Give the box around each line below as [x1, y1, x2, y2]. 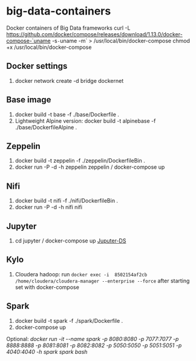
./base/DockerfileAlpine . [15, 123, 77, 131]
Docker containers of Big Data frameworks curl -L [6, 24, 131, 31]
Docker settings [6, 61, 68, 71]
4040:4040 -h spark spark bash [6, 348, 88, 355]
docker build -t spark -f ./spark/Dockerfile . [15, 317, 123, 324]
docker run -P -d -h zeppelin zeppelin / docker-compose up [15, 163, 165, 171]
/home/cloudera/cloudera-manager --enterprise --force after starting [15, 277, 190, 284]
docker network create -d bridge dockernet [15, 77, 124, 84]
